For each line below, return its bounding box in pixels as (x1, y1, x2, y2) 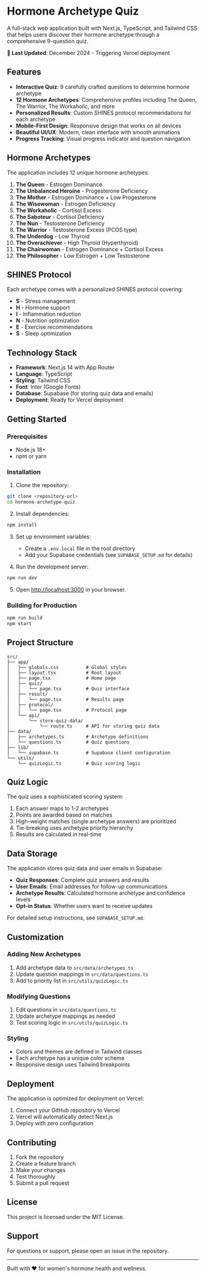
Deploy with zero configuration (15, 1120, 94, 1127)
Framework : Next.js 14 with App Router (15, 364, 115, 371)
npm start (7, 620, 32, 626)
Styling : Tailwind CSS (15, 377, 71, 384)
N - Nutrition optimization (15, 317, 80, 324)
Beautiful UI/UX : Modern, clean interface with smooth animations (15, 128, 181, 135)
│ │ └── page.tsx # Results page (7, 696, 124, 703)
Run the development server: (15, 563, 89, 570)
